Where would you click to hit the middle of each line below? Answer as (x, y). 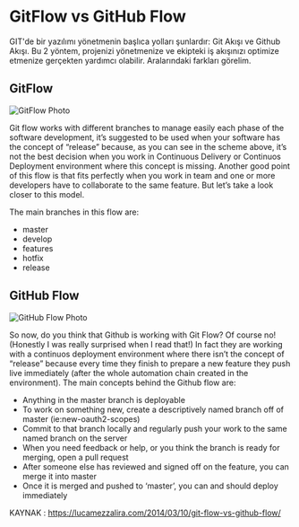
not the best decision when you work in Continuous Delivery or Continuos (145, 156)
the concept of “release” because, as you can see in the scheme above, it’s (148, 146)
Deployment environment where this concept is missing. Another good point (150, 166)
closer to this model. (47, 194)
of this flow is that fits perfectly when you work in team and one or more (142, 175)
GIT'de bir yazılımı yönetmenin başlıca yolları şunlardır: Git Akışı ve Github (145, 41)
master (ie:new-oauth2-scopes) (81, 418)
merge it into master (59, 476)
